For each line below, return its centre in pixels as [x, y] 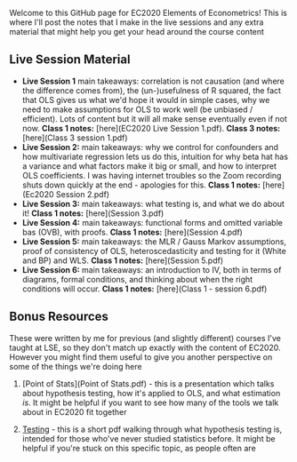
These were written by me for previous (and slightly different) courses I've [145, 338]
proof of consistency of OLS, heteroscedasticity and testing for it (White [154, 251]
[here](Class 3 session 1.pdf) [75, 138]
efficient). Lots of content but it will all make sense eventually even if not [154, 118]
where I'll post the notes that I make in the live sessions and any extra [136, 22]
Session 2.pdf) [82, 194]
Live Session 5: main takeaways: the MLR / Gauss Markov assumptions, [154, 241]
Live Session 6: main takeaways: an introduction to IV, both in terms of [152, 269]
